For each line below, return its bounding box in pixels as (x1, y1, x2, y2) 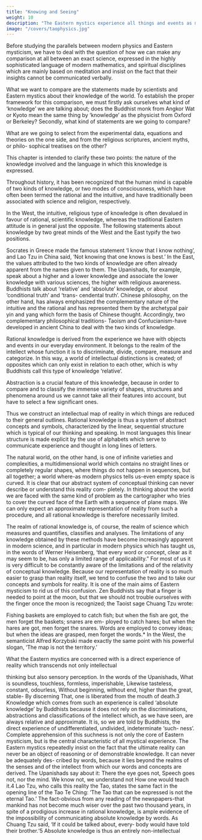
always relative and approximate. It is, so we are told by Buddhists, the (6, 718, 180, 725)
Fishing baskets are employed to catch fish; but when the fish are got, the (6, 611, 189, 619)
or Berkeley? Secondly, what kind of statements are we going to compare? (6, 118, 191, 125)
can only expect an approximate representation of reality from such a (6, 505, 178, 513)
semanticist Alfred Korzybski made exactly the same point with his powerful (6, 637, 194, 645)
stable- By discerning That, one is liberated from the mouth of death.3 (6, 693, 180, 700)
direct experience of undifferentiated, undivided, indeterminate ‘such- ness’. (6, 725, 195, 732)
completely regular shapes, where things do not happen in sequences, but (6, 467, 191, 474)
